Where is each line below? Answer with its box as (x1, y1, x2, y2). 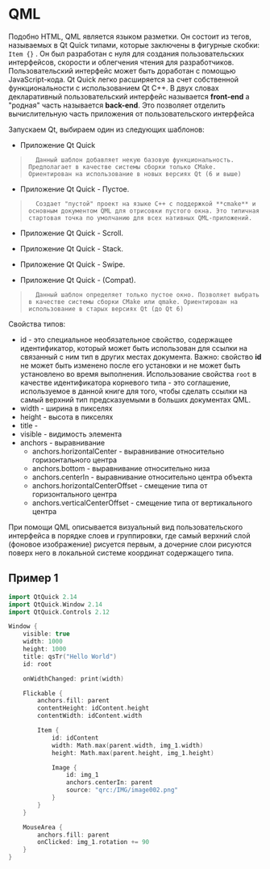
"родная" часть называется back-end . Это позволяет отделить (8, 100, 226, 110)
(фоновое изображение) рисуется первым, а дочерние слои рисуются (8, 539, 252, 549)
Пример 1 (8, 572, 59, 585)
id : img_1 (65, 771, 99, 779)
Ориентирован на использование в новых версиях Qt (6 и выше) (27, 170, 242, 178)
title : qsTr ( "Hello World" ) (23, 652, 117, 660)
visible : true (23, 630, 70, 639)
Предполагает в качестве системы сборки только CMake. (27, 162, 217, 171)
